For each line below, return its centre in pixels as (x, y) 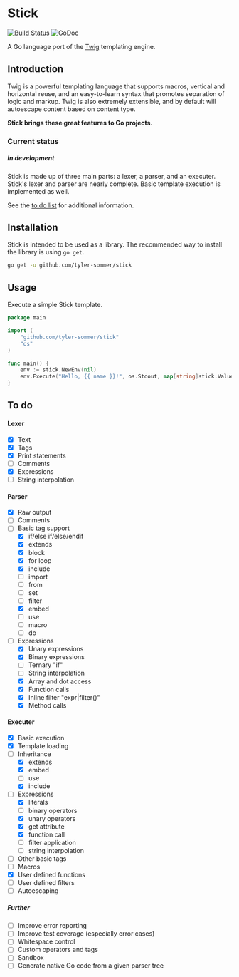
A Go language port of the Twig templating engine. (81, 46)
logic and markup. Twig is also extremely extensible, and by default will (112, 101)
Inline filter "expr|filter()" (64, 697)
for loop (40, 560)
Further (19, 907)
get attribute (47, 826)
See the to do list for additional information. (71, 205)
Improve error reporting (52, 926)
